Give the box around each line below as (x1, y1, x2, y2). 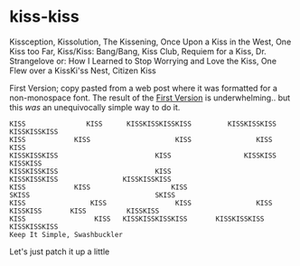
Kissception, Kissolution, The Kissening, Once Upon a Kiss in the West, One (9, 36, 292, 47)
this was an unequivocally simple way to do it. (9, 101, 181, 112)
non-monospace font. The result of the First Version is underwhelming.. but (9, 92, 291, 103)
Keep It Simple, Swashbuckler (9, 230, 124, 239)
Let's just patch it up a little (9, 246, 110, 257)
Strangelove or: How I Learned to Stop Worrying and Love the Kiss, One (9, 55, 277, 66)
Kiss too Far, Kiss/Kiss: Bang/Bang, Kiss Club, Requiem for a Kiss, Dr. (9, 45, 267, 56)
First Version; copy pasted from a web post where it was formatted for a (9, 82, 278, 93)
